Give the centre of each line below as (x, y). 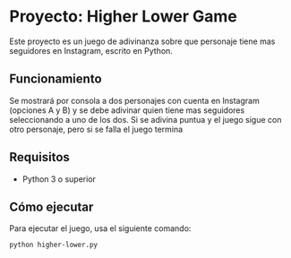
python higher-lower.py (54, 245)
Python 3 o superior (59, 179)
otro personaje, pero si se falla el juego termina (96, 129)
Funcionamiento (56, 79)
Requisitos (39, 157)
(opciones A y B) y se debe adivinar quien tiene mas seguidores (127, 110)
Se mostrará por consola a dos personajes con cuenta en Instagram (134, 100)
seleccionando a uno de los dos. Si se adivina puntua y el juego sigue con (145, 119)
